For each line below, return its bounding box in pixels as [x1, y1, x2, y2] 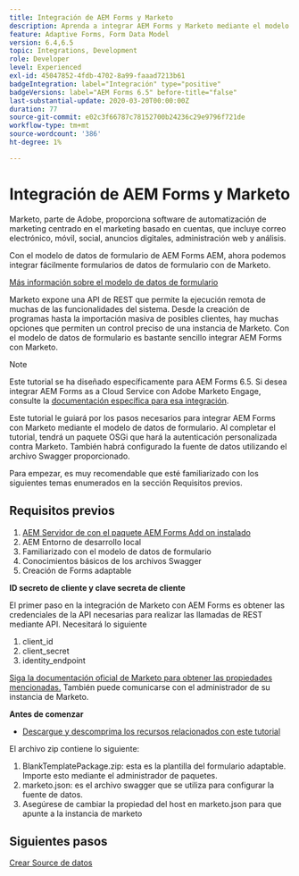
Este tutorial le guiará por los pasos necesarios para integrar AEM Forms [9, 412, 276, 423]
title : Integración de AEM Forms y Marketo [9, 13, 174, 22]
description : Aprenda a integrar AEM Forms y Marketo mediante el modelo [9, 21, 290, 30]
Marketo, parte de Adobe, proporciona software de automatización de [9, 214, 267, 224]
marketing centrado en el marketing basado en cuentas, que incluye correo [9, 223, 287, 233]
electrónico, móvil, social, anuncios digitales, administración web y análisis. [9, 232, 287, 243]
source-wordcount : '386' [9, 130, 102, 139]
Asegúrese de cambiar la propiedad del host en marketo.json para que [21, 798, 282, 809]
